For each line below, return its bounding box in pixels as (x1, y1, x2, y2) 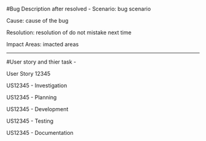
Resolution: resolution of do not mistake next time (6, 29, 132, 36)
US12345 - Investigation (6, 82, 67, 89)
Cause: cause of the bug (6, 17, 69, 24)
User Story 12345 (6, 70, 51, 77)
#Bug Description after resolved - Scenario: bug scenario (6, 5, 151, 12)
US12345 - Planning (6, 94, 57, 101)
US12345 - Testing (6, 117, 54, 125)
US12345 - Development (6, 106, 69, 112)
